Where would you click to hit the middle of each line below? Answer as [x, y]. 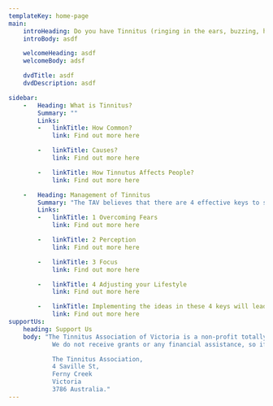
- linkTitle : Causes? [78, 151]
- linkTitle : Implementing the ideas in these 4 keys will [143, 307]
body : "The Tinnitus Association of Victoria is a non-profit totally [145, 337]
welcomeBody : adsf [54, 61]
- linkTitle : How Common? [85, 128]
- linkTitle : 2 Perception [87, 240]
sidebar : [23, 98]
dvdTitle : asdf [49, 76]
